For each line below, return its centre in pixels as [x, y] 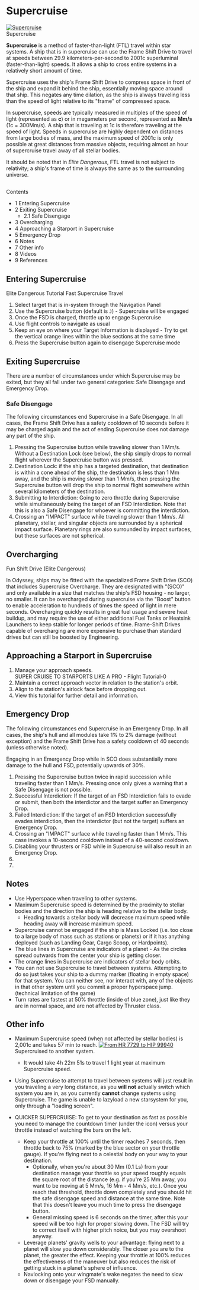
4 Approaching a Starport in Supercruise [64, 229]
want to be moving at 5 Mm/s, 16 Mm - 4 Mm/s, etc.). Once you [110, 1186]
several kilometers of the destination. [60, 491]
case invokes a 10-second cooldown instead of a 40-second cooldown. [102, 840]
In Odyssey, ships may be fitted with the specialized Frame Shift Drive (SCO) [99, 580]
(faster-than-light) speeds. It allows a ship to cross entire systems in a [92, 64]
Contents [17, 192]
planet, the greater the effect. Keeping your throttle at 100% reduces [107, 1256]
